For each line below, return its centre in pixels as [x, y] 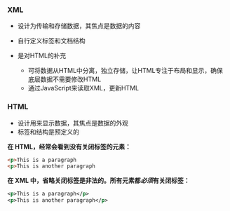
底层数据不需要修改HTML [65, 79]
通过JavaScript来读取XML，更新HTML [83, 88]
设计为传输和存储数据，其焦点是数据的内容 [79, 26]
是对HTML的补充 [42, 56]
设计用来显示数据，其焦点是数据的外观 [73, 123]
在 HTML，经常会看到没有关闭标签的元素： [69, 147]
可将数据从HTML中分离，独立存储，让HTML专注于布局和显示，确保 [125, 71]
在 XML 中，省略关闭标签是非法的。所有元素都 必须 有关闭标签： [99, 181]
